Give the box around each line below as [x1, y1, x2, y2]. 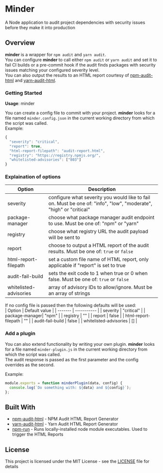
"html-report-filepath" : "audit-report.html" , [9, 148, 105, 153]
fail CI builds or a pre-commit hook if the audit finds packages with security [5, 62, 156, 68]
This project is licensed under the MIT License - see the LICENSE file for [5, 458, 149, 464]
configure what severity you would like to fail [48, 194, 150, 201]
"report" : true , [9, 144, 42, 149]
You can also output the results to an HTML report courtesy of [5, 72, 130, 78]
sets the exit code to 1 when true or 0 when [48, 270, 148, 277]
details [5, 464, 18, 470]
